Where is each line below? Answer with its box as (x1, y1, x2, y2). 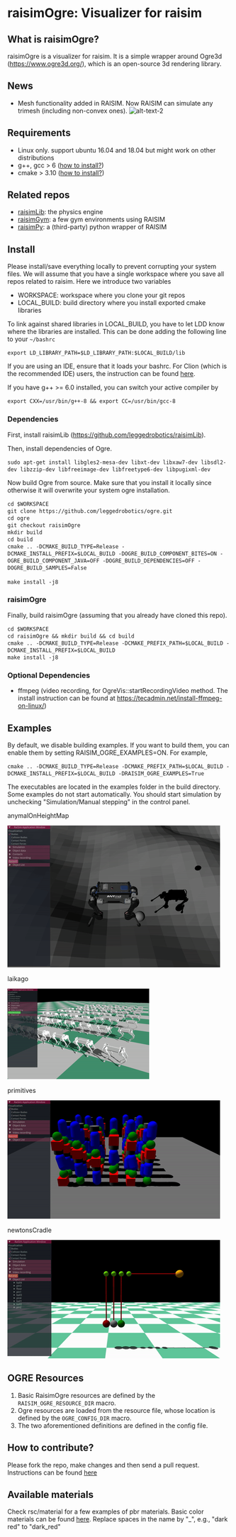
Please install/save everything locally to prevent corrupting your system (7, 262, 217, 271)
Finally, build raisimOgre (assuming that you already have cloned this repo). (7, 611, 227, 619)
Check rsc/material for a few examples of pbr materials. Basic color (7, 1507, 204, 1516)
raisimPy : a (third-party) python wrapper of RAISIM (17, 223, 167, 231)
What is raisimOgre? (7, 33, 99, 45)
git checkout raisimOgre (7, 521, 81, 529)
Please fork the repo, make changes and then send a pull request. (7, 1460, 200, 1469)
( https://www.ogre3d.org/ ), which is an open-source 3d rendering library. (7, 60, 222, 68)
